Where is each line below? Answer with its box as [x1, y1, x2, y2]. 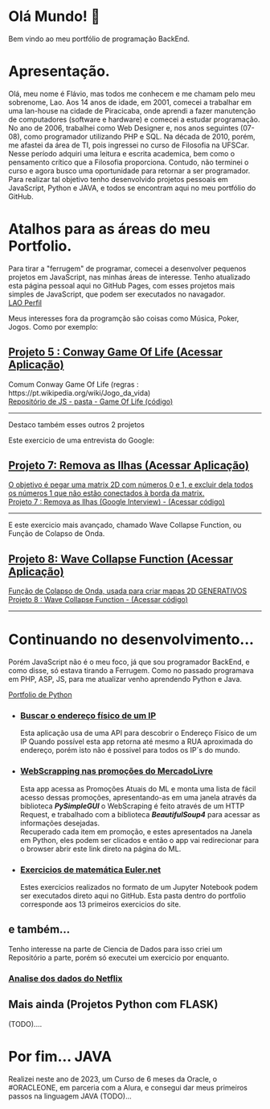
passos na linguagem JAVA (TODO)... [8, 1091, 133, 1101]
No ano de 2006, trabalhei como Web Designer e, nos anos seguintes [8, 123, 239, 132]
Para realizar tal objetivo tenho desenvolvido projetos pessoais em [8, 174, 229, 184]
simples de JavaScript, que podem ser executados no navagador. [8, 289, 226, 299]
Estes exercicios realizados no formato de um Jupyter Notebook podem [19, 883, 259, 892]
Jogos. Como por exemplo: [8, 322, 99, 331]
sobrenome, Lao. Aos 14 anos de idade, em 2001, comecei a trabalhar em [8, 97, 252, 107]
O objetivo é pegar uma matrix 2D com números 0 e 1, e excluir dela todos [8, 480, 254, 490]
